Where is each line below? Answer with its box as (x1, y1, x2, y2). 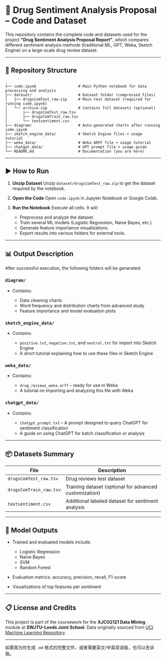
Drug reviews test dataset (65, 476, 125, 482)
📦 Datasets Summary (5, 450, 74, 458)
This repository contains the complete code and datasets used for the (5, 31, 147, 37)
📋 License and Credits (5, 603, 77, 612)
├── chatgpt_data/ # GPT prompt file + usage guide (5, 144, 147, 149)
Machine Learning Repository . (5, 630, 66, 635)
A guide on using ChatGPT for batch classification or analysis (19, 430, 145, 436)
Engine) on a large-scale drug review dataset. (5, 47, 98, 53)
